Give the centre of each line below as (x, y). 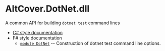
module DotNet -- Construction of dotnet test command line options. (90, 43)
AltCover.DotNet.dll (47, 9)
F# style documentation (37, 38)
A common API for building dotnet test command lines (63, 23)
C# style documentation (38, 32)
